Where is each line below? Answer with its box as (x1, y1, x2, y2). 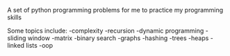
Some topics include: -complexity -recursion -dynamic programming (7, 27, 204, 35)
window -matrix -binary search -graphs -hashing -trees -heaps (27, 34, 209, 42)
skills (7, 13, 22, 21)
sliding (7, 34, 26, 42)
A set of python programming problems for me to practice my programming (7, 6, 224, 14)
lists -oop (26, 41, 54, 49)
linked (7, 41, 25, 49)
